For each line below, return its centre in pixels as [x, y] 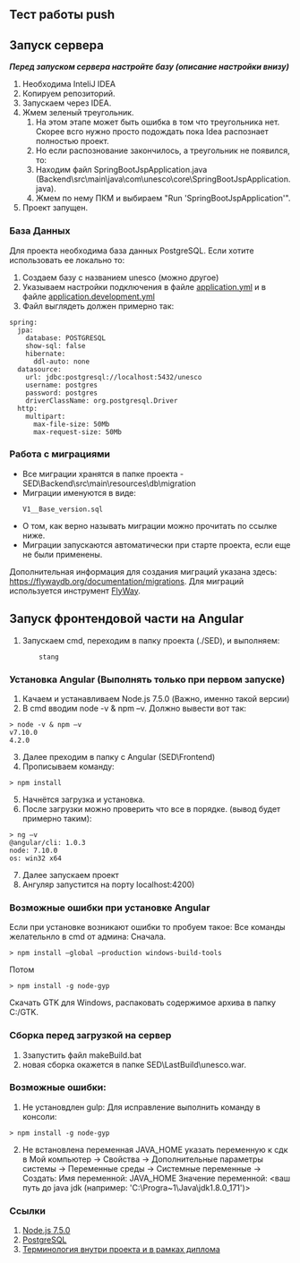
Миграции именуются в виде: [79, 492]
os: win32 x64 [36, 858]
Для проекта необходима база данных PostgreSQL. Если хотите [132, 251]
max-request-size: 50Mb [77, 432]
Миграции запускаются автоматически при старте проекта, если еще [156, 544]
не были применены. [62, 554]
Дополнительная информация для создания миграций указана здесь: [143, 571]
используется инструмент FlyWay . [75, 591]
